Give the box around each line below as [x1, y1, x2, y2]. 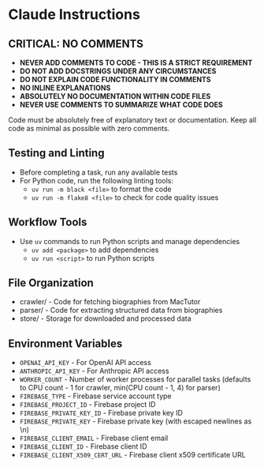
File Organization [8, 277, 95, 290]
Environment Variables [8, 337, 123, 350]
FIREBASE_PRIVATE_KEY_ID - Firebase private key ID [19, 409, 184, 418]
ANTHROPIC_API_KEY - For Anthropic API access [19, 366, 169, 376]
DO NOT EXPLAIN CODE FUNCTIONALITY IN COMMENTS [19, 75, 211, 84]
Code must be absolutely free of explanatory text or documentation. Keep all [8, 115, 257, 124]
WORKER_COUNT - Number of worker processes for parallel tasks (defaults [19, 375, 251, 384]
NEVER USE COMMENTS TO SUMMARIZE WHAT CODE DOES [19, 100, 223, 109]
